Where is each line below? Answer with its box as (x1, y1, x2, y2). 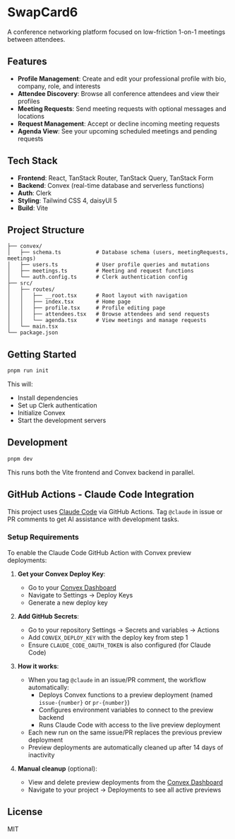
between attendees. (7, 35, 66, 43)
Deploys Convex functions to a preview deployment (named (38, 690, 213, 699)
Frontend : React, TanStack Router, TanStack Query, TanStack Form (17, 174, 214, 182)
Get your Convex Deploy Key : (17, 569, 106, 578)
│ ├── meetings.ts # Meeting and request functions (7, 268, 194, 275)
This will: (7, 380, 33, 388)
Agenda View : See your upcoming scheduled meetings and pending (17, 126, 217, 135)
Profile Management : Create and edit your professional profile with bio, (17, 74, 227, 83)
